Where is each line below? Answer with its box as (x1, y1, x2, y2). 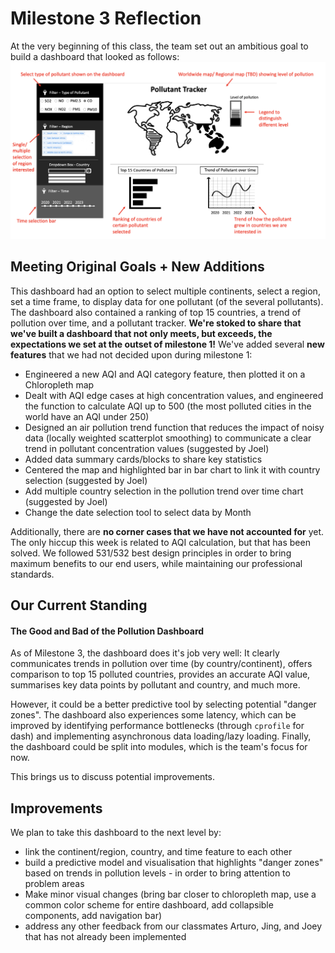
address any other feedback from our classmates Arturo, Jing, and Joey (24, 920, 323, 932)
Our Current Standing (10, 597, 148, 614)
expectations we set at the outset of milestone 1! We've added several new (10, 338, 325, 350)
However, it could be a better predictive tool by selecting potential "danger (10, 698, 317, 711)
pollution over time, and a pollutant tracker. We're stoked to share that (10, 317, 302, 329)
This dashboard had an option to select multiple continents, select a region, (10, 285, 321, 297)
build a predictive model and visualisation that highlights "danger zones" (24, 857, 324, 869)
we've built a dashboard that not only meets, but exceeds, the (10, 327, 273, 339)
